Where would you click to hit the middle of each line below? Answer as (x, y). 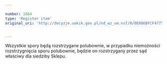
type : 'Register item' (29, 18)
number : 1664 (19, 14)
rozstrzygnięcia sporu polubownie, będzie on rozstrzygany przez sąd (76, 51)
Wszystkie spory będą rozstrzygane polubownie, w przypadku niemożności (83, 46)
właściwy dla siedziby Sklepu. (36, 56)
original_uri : (20, 23)
